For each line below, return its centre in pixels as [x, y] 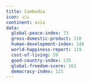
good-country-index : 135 [41, 60]
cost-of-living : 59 [35, 55]
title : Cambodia [26, 11]
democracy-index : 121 [37, 71]
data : [12, 28]
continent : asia [26, 22]
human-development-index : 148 [48, 44]
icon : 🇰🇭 [18, 17]
